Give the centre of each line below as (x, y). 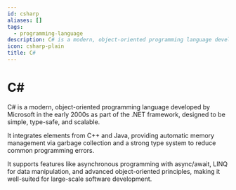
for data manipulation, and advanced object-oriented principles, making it (113, 171)
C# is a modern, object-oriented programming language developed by (109, 107)
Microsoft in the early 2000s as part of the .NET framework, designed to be (117, 114)
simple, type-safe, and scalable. (54, 122)
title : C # (22, 53)
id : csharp (23, 14)
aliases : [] (25, 20)
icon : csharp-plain (36, 46)
